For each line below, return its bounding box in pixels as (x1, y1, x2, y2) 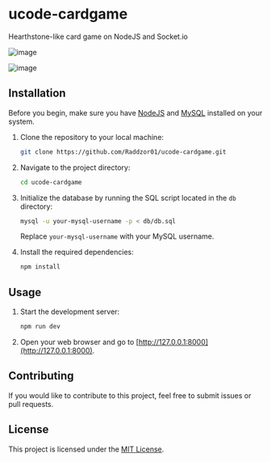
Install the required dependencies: (19, 248, 135, 257)
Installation (8, 87, 66, 100)
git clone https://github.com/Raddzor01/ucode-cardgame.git (19, 147, 227, 156)
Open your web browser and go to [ (19, 337, 140, 346)
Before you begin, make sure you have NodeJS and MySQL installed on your (8, 108, 263, 117)
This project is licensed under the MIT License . (8, 444, 165, 454)
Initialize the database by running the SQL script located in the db (19, 193, 236, 202)
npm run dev (19, 323, 60, 331)
